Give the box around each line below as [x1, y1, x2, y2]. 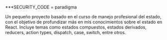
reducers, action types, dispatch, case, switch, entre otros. [5, 30, 126, 35]
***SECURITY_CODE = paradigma [5, 4, 77, 10]
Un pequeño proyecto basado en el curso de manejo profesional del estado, [5, 14, 162, 19]
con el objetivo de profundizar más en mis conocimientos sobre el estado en [5, 19, 163, 25]
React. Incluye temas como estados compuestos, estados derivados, [5, 24, 147, 30]
